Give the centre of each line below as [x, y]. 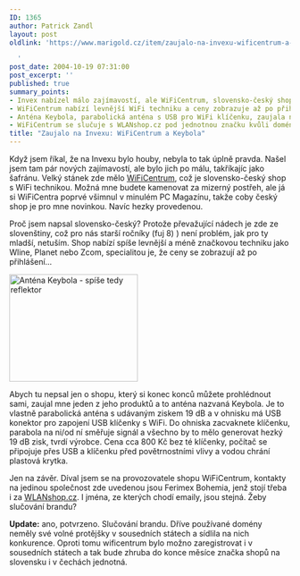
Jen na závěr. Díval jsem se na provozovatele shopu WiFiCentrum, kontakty [148, 478]
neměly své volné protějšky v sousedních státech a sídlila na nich [129, 534]
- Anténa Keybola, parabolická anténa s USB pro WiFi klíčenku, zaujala [147, 117]
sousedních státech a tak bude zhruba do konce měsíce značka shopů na [145, 552]
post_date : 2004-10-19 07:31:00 [69, 67]
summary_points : [39, 92]
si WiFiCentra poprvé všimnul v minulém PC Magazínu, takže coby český [144, 197]
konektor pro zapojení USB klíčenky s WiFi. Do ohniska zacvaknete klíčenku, [150, 423]
